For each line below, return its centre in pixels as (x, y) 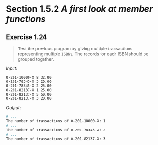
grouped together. (36, 59)
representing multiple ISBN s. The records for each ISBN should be (83, 54)
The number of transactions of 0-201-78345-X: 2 (56, 130)
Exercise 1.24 (27, 37)
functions (26, 19)
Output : (14, 107)
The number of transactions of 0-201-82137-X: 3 (56, 139)
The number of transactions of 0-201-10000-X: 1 (56, 121)
